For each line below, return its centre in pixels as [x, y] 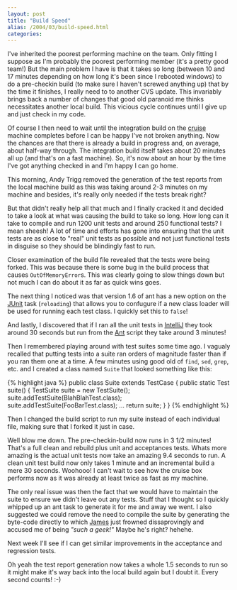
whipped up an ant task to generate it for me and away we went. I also [110, 507]
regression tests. [32, 551]
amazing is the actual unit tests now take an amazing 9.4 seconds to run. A [117, 456]
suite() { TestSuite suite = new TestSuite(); [69, 390]
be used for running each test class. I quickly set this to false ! [98, 311]
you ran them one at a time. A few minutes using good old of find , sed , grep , [118, 361]
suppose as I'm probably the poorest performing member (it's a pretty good [118, 62]
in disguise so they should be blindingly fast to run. [81, 246]
